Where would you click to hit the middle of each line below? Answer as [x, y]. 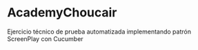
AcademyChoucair [62, 13]
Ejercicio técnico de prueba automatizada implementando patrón [99, 32]
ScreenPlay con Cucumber [46, 38]
